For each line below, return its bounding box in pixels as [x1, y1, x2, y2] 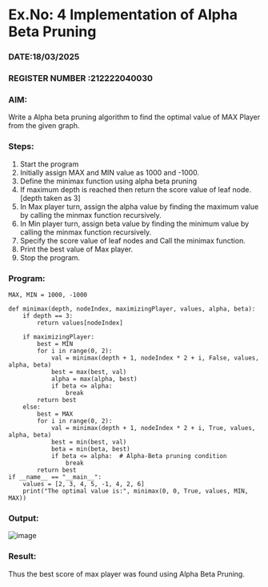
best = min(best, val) [50, 438, 127, 446]
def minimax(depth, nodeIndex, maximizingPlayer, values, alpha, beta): [8, 304, 256, 313]
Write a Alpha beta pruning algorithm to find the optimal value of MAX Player [8, 112, 261, 122]
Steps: [8, 141, 34, 152]
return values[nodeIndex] [37, 319, 124, 327]
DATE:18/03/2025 [8, 51, 80, 62]
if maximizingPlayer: [22, 332, 94, 341]
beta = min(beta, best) [50, 444, 130, 453]
